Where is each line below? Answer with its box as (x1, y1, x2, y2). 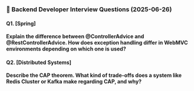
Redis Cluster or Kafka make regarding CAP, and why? (6, 78, 142, 85)
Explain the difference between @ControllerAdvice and (6, 33, 144, 40)
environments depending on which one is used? (6, 45, 126, 52)
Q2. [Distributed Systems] (6, 59, 72, 66)
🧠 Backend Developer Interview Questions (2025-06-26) (6, 5, 172, 14)
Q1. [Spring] (6, 20, 37, 27)
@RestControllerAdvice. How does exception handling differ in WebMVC (6, 39, 188, 46)
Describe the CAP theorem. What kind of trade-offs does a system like (6, 72, 182, 79)
